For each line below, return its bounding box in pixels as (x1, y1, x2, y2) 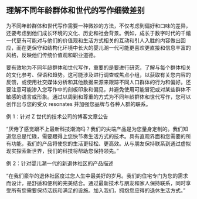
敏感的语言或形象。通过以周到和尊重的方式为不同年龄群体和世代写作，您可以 (6, 93, 191, 100)
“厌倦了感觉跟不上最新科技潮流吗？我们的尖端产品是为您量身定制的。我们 (6, 125, 184, 132)
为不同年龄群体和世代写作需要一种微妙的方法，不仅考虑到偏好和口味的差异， (6, 22, 191, 29)
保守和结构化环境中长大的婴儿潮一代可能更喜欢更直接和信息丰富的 (31, 44, 191, 51)
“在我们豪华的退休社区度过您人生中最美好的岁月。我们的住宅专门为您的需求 (6, 172, 189, 179)
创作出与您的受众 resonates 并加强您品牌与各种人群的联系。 (6, 100, 151, 107)
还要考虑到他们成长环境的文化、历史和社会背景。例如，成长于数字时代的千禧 (6, 29, 191, 36)
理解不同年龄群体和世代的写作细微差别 (6, 5, 145, 16)
